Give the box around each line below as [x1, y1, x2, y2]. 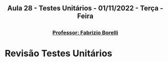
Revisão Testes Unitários [5, 47, 113, 59]
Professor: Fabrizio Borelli [52, 29, 118, 36]
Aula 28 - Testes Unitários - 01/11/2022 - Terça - [7, 4, 164, 13]
